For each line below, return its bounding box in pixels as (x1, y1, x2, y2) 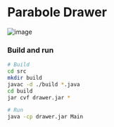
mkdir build (7, 74, 42, 81)
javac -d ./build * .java (7, 80, 80, 88)
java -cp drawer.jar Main (7, 114, 83, 121)
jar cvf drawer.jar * (7, 94, 71, 101)
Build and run (7, 45, 54, 55)
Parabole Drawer (7, 4, 108, 20)
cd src (7, 68, 27, 75)
